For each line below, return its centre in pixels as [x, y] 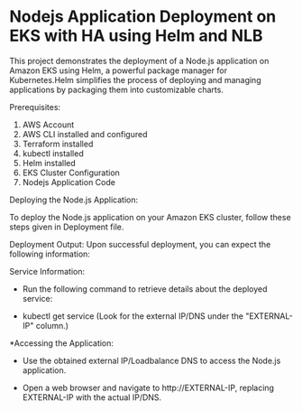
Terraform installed [58, 144]
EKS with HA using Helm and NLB [136, 36]
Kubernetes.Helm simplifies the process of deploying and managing [135, 79]
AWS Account [48, 125]
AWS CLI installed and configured [85, 134]
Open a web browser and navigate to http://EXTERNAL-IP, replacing [148, 388]
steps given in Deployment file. [67, 227]
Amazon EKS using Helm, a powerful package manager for [119, 70]
